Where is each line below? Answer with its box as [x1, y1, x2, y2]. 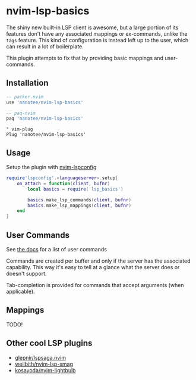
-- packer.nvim [6, 94, 44, 99]
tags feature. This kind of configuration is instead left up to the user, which [6, 36, 189, 43]
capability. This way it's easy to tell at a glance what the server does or [6, 264, 180, 270]
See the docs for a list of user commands [6, 246, 107, 253]
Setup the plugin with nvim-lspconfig [6, 164, 97, 171]
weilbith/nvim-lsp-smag [14, 360, 73, 367]
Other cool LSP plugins [6, 338, 93, 348]
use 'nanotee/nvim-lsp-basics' [6, 99, 84, 105]
